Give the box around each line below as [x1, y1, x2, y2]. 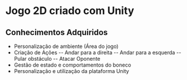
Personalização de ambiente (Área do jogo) [13, 43, 119, 50]
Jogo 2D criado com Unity [5, 4, 134, 18]
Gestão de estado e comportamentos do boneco [13, 61, 131, 68]
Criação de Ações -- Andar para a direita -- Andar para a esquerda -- [13, 49, 182, 56]
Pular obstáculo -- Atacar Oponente [13, 55, 101, 62]
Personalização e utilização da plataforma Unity [13, 68, 129, 74]
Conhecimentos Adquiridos [5, 27, 108, 37]
